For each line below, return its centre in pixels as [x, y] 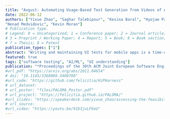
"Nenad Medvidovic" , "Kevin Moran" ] [44, 24]
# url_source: [20, 104]
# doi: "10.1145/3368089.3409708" [42, 76]
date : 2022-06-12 [24, 15]
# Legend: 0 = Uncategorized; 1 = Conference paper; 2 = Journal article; [86, 33]
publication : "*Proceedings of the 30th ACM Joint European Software [80, 66]
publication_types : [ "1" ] [32, 48]
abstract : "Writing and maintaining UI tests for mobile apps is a [78, 52]
